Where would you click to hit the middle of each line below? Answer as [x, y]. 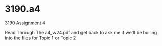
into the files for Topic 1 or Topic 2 [40, 38]
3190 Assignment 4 [25, 23]
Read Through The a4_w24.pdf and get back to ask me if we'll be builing [81, 32]
